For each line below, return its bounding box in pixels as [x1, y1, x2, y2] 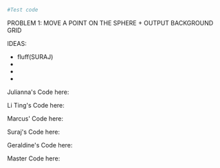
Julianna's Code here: [7, 88, 69, 96]
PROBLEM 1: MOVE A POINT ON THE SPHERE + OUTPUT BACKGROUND [7, 19, 214, 27]
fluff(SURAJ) [16, 52, 54, 61]
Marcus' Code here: [7, 114, 64, 123]
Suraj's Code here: [7, 128, 60, 136]
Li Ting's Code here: [7, 101, 65, 109]
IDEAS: [7, 39, 27, 47]
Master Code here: [7, 154, 60, 163]
